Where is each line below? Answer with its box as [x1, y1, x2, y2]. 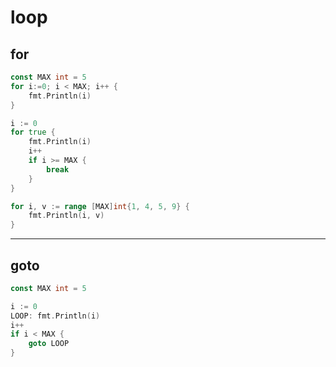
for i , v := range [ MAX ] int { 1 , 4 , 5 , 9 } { [10, 201, 190, 211]
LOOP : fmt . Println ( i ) [10, 311, 101, 321]
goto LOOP [28, 339, 70, 349]
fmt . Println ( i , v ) [28, 211, 105, 221]
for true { [10, 127, 56, 138]
